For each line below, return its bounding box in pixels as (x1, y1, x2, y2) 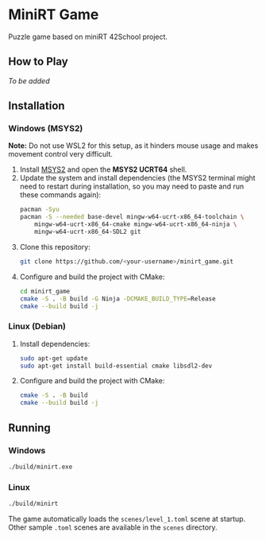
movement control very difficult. (8, 150, 114, 159)
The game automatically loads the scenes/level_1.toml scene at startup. (8, 514, 246, 523)
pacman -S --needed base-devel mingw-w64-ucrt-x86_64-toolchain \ (19, 213, 245, 221)
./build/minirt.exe (8, 463, 73, 471)
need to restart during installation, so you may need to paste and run (19, 181, 245, 192)
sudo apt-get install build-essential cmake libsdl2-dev (19, 362, 213, 370)
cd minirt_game (19, 287, 71, 295)
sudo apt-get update (19, 354, 88, 363)
